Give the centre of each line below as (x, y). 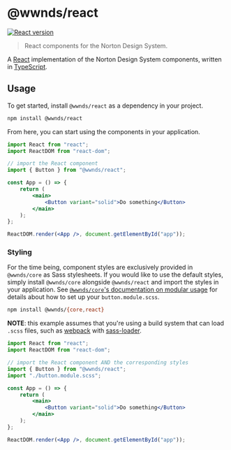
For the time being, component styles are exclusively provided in (100, 268)
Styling (20, 252)
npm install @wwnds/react (45, 118)
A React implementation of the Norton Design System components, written (114, 59)
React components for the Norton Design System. (96, 45)
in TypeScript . (27, 66)
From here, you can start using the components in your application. (104, 131)
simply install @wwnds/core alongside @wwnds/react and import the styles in (113, 282)
